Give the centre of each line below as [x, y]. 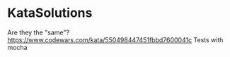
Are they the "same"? [38, 32]
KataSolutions [50, 13]
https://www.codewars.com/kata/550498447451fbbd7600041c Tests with [115, 39]
